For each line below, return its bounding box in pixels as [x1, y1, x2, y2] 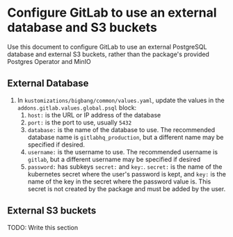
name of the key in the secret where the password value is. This [27, 177, 211, 186]
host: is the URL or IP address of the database [27, 111, 161, 119]
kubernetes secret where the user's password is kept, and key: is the [27, 170, 226, 178]
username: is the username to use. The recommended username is [27, 147, 218, 156]
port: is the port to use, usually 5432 [27, 118, 132, 126]
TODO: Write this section [7, 223, 79, 231]
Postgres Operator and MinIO [7, 57, 92, 65]
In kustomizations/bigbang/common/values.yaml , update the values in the [17, 96, 225, 104]
